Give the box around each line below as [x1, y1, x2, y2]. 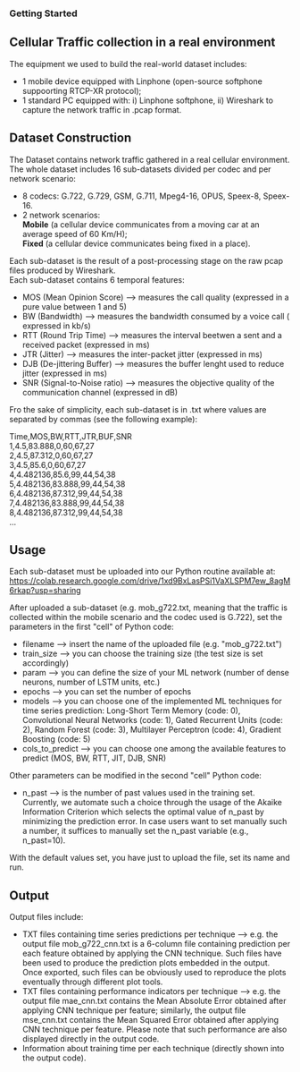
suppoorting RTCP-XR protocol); [21, 85, 142, 96]
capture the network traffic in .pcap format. [21, 104, 182, 115]
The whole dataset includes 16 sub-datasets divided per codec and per [9, 164, 271, 174]
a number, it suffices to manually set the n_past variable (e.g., [21, 826, 249, 837]
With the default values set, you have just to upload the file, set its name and [9, 853, 290, 864]
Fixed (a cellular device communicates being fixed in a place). [21, 238, 251, 249]
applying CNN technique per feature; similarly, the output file [21, 1005, 246, 1016]
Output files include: [9, 912, 84, 923]
